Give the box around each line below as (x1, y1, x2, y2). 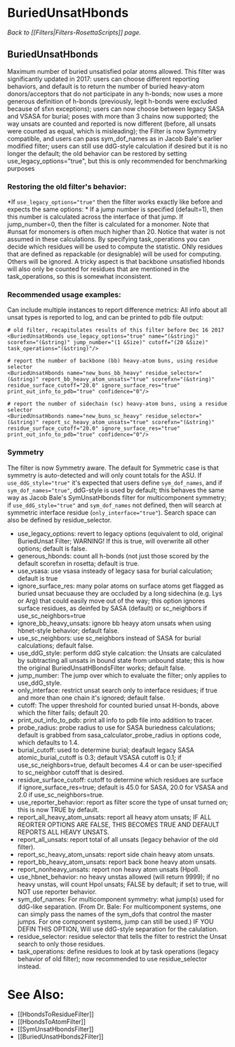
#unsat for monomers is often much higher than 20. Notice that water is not (7, 228, 226, 236)
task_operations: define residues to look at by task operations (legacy (17, 947, 219, 956)
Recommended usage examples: (7, 289, 121, 299)
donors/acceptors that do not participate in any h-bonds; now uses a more (7, 89, 223, 98)
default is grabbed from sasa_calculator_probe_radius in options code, (17, 730, 222, 739)
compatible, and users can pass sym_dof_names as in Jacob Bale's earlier (7, 134, 222, 143)
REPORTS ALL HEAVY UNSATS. (17, 827, 110, 836)
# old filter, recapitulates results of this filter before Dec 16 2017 (7, 327, 224, 334)
